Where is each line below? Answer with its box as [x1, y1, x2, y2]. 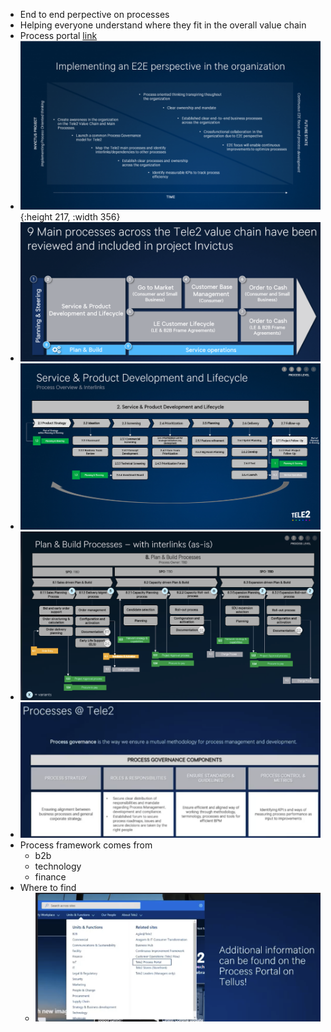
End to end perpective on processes [19, 9, 170, 20]
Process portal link [19, 30, 98, 41]
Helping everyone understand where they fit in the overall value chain [19, 19, 307, 31]
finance [34, 871, 67, 883]
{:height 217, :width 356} [19, 211, 121, 223]
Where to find [19, 882, 77, 894]
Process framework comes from [19, 839, 153, 851]
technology [34, 860, 82, 873]
